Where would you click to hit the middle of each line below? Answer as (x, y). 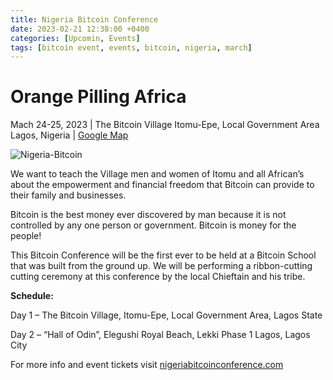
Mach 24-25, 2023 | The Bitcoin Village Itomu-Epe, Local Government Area (165, 125)
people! (26, 236)
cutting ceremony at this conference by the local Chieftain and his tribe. (158, 277)
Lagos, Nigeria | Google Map (69, 135)
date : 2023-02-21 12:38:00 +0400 (80, 29)
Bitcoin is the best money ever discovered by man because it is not (148, 215)
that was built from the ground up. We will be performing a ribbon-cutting (161, 266)
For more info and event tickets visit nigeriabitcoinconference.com (147, 365)
